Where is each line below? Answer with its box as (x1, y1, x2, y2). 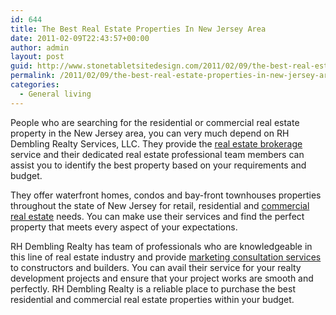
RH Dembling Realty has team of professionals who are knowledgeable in (10, 240, 313, 252)
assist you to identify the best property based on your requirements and (10, 159, 307, 171)
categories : (10, 80, 60, 90)
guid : (10, 61, 33, 71)
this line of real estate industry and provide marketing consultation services (10, 251, 322, 263)
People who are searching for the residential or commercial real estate (10, 116, 300, 128)
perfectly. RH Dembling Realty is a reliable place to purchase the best (10, 282, 296, 295)
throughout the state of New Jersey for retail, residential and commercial (10, 199, 310, 211)
